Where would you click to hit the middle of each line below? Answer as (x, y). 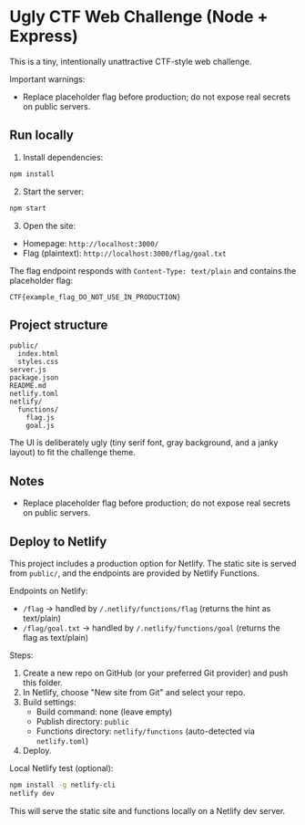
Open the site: (49, 225)
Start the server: (53, 191)
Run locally (42, 136)
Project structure (59, 324)
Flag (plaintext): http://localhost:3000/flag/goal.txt (124, 253)
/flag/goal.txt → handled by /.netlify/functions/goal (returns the (151, 628)
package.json (34, 378)
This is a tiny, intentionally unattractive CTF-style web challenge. (131, 61)
